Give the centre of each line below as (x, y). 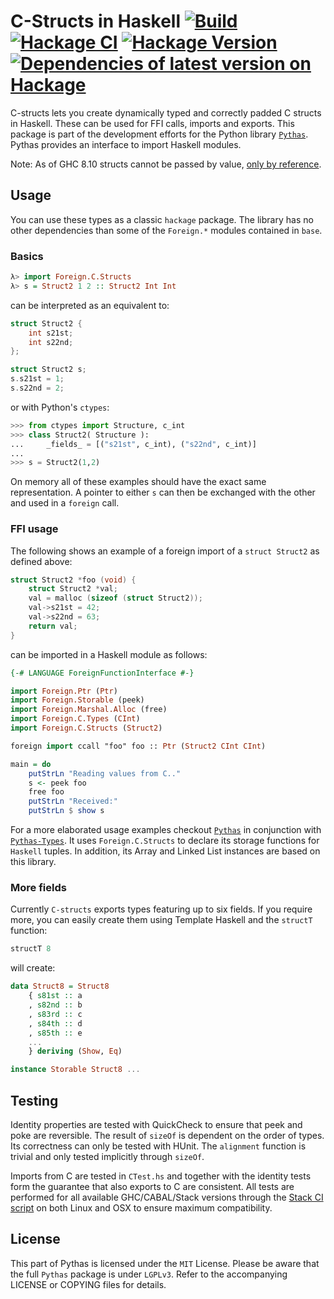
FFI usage (34, 529)
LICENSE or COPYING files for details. (88, 1284)
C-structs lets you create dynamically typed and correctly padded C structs (166, 112)
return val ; (53, 626)
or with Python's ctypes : (60, 407)
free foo (46, 792)
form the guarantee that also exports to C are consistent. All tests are (152, 1186)
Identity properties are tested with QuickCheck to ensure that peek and (156, 1124)
